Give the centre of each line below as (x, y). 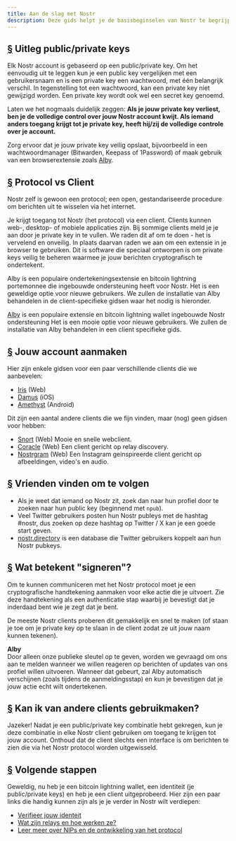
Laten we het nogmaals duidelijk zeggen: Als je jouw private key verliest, (114, 109)
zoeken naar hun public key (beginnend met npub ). (90, 508)
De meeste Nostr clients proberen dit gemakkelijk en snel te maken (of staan (118, 620)
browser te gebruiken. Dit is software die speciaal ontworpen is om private (115, 250)
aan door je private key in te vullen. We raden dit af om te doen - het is (109, 235)
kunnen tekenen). (33, 635)
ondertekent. (26, 265)
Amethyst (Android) (46, 404)
